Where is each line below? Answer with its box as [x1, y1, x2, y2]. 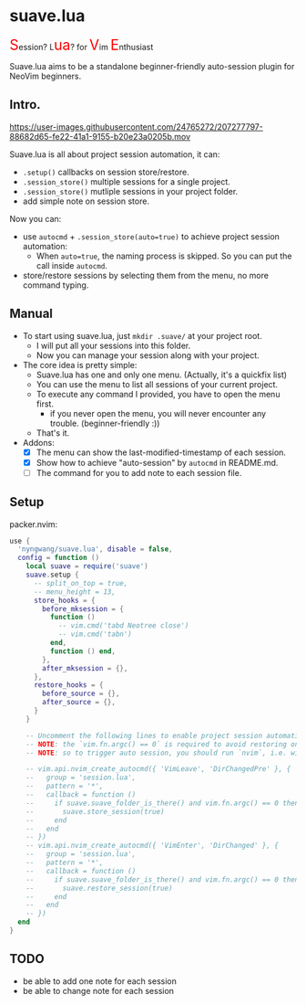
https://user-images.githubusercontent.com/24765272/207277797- [9, 121, 264, 132]
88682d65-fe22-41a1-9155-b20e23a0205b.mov [9, 131, 191, 142]
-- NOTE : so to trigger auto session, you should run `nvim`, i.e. [25, 748, 287, 757]
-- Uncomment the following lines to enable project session [25, 731, 262, 740]
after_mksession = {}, [42, 663, 128, 672]
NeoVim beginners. [9, 70, 82, 81]
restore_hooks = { [33, 681, 104, 690]
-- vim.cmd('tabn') [57, 629, 132, 640]
